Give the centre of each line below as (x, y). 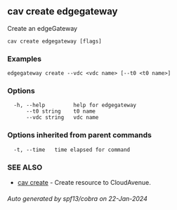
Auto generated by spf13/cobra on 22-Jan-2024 (77, 198)
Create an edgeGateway (42, 28)
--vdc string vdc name (62, 118)
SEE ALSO (25, 167)
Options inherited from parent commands (80, 135)
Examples (25, 59)
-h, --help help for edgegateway (75, 105)
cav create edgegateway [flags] (54, 41)
